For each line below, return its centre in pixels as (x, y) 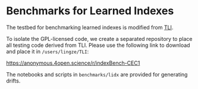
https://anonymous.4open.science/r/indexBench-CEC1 (73, 63)
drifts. (13, 81)
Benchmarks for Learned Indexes (90, 11)
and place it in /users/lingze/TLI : (48, 51)
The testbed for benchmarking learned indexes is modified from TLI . (90, 27)
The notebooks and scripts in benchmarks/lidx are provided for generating (97, 74)
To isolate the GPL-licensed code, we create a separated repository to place (99, 39)
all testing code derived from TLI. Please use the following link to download (98, 45)
